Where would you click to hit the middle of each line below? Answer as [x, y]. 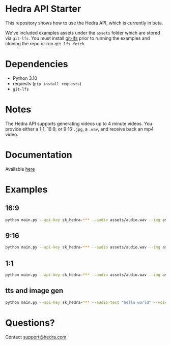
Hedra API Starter [43, 9]
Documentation [39, 155]
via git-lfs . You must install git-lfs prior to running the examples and [78, 38]
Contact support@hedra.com [36, 337]
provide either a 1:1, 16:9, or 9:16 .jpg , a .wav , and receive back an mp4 [80, 129]
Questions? [30, 323]
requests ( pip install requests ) [47, 83]
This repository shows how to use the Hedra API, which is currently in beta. [84, 23]
